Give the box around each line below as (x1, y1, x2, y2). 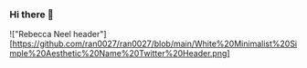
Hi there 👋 (9, 8, 55, 21)
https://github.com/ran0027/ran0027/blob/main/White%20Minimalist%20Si (12, 38, 298, 49)
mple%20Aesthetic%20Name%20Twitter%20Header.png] (9, 48, 230, 59)
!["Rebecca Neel (9, 29, 71, 40)
